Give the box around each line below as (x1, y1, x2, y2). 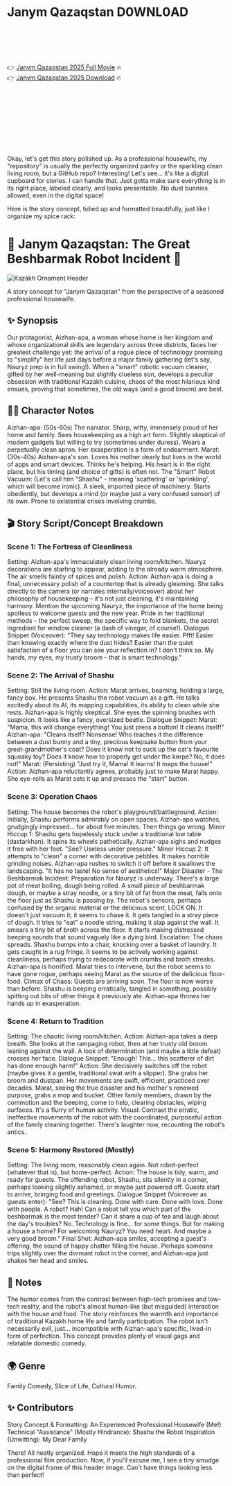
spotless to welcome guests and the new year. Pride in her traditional (7, 609, 204, 617)
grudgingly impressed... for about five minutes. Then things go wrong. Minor (7, 822, 225, 831)
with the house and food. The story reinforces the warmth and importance (7, 1310, 219, 1318)
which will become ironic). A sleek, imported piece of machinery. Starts (7, 482, 211, 490)
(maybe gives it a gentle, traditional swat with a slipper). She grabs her (7, 1069, 209, 1077)
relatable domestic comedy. (7, 1339, 87, 1347)
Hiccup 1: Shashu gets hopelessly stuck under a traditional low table (7, 829, 202, 838)
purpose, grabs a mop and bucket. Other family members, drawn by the (7, 1091, 213, 1099)
